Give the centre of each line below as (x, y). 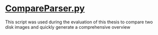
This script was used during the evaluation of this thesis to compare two (79, 22)
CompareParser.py (45, 9)
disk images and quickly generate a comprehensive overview (68, 27)
